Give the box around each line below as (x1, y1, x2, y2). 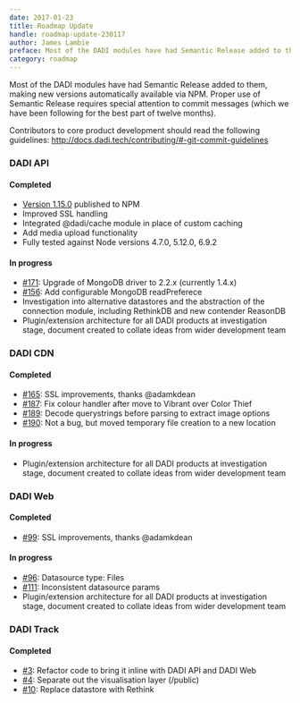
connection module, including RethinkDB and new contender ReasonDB (21, 306, 286, 317)
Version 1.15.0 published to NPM (21, 199, 140, 210)
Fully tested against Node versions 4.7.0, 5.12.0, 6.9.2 (21, 237, 217, 248)
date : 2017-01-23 (9, 13, 74, 22)
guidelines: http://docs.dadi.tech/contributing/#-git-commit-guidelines (9, 135, 269, 145)
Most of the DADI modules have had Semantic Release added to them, (9, 80, 268, 89)
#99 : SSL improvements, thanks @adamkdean (21, 531, 193, 542)
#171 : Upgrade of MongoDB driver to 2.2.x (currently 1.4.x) (21, 277, 237, 288)
